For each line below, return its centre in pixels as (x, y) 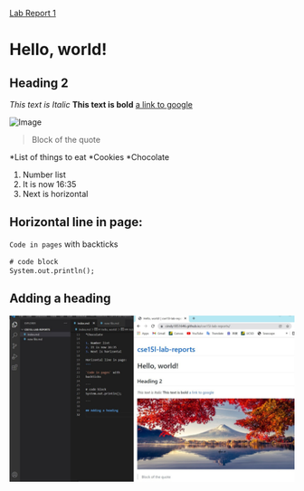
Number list (44, 175)
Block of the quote (66, 140)
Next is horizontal (55, 194)
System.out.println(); (52, 270)
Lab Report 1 (33, 13)
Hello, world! (58, 50)
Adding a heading (60, 299)
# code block (34, 261)
